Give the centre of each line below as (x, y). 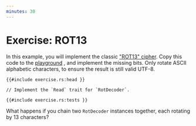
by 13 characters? (28, 117)
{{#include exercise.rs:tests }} (47, 100)
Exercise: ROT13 (47, 40)
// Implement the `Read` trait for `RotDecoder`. (68, 90)
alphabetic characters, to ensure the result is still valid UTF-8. (81, 69)
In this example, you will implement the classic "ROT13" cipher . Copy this (94, 57)
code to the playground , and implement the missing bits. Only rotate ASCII (96, 62)
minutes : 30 (21, 11)
